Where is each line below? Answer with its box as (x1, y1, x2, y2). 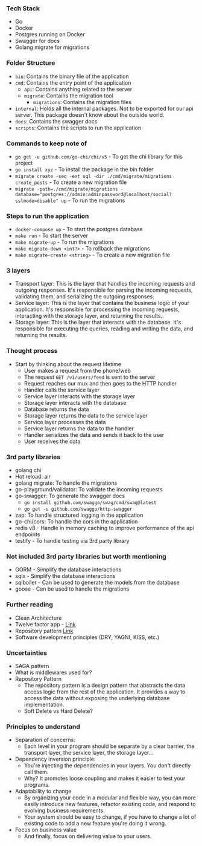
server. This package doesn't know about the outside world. (14, 111, 165, 119)
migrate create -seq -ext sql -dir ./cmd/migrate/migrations (14, 173, 172, 179)
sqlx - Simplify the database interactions (14, 572, 116, 580)
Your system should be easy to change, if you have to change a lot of (24, 813, 197, 821)
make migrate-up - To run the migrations (14, 238, 115, 246)
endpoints (14, 531, 40, 538)
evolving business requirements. (24, 807, 105, 815)
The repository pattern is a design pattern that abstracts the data (24, 681, 186, 689)
